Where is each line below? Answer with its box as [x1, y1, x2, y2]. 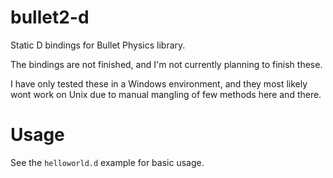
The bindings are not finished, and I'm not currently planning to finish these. [10, 58, 323, 70]
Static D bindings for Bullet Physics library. [10, 39, 186, 51]
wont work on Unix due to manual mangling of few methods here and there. [10, 88, 322, 100]
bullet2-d [10, 6, 90, 29]
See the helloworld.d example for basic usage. [10, 156, 205, 168]
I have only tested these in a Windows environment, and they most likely [10, 77, 308, 90]
